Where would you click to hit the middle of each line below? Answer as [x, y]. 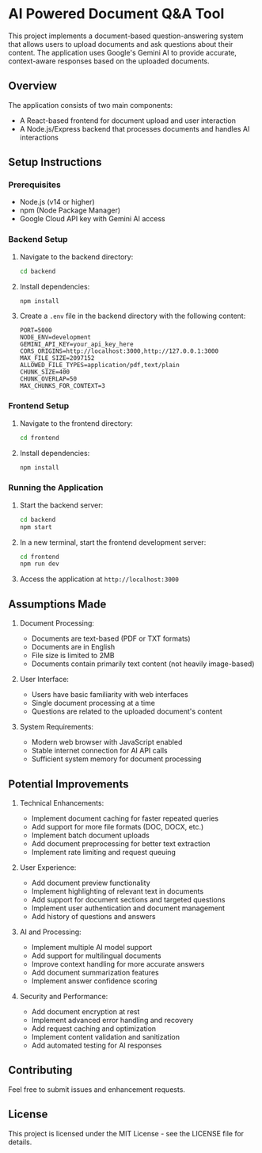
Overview [33, 86]
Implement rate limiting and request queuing [104, 852]
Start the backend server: [61, 505]
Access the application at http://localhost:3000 [99, 579]
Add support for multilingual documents [96, 956]
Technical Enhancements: [62, 803]
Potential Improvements [68, 784]
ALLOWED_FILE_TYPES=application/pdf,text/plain [99, 366]
